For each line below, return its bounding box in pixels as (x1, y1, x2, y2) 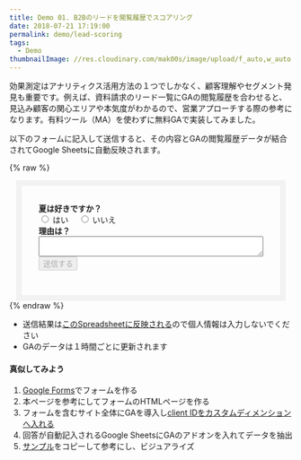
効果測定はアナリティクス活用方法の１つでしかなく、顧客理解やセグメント (9, 81, 285, 91)
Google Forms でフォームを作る (22, 385, 137, 395)
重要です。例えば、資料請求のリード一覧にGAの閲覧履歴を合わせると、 (24, 91, 288, 102)
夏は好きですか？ (39, 204, 102, 213)
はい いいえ (52, 214, 117, 225)
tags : (9, 38, 30, 48)
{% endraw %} (9, 300, 65, 310)
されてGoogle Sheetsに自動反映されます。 (9, 144, 165, 155)
